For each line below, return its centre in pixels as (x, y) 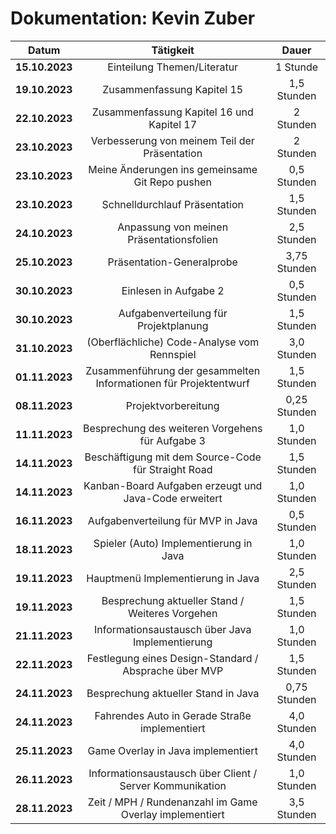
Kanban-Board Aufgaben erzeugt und (173, 485)
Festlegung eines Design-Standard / (172, 658)
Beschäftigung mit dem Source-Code (173, 457)
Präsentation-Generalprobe (172, 262)
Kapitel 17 (173, 124)
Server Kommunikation (173, 785)
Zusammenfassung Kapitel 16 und (172, 112)
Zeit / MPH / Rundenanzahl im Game (172, 802)
